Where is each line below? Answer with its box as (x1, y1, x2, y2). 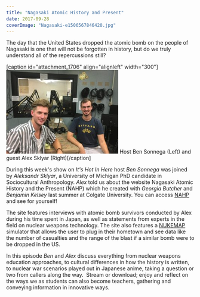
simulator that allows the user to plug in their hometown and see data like (6, 228, 186, 235)
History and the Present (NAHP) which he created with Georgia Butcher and (6, 185, 193, 192)
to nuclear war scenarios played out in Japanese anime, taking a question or (6, 265, 194, 272)
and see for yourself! (6, 198, 58, 205)
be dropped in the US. (6, 241, 61, 248)
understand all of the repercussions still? (6, 52, 106, 59)
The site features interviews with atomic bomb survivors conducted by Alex (6, 209, 192, 217)
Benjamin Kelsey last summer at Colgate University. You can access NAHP (6, 191, 190, 199)
